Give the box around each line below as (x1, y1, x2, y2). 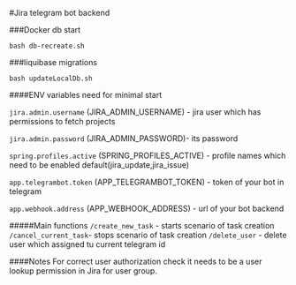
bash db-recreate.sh (9, 41, 86, 50)
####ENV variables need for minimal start (9, 90, 163, 100)
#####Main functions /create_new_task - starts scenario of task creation (9, 221, 275, 230)
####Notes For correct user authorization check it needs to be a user (9, 256, 262, 266)
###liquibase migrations (9, 57, 98, 67)
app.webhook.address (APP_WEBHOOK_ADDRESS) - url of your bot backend (9, 203, 285, 214)
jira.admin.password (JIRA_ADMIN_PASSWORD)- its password (9, 133, 239, 144)
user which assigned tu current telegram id (9, 239, 166, 250)
